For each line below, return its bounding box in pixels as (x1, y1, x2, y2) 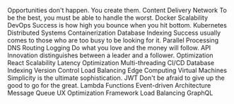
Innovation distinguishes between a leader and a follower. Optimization (7, 51, 213, 59)
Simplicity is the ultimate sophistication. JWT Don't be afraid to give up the (7, 74, 225, 82)
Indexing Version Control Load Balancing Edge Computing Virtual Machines (7, 67, 228, 74)
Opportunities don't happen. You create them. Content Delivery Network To (7, 6, 228, 14)
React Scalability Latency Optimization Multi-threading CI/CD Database (7, 59, 215, 67)
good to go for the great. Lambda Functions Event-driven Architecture (7, 81, 211, 89)
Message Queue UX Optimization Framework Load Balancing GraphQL (7, 88, 213, 97)
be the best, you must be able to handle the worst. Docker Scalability (7, 13, 209, 22)
